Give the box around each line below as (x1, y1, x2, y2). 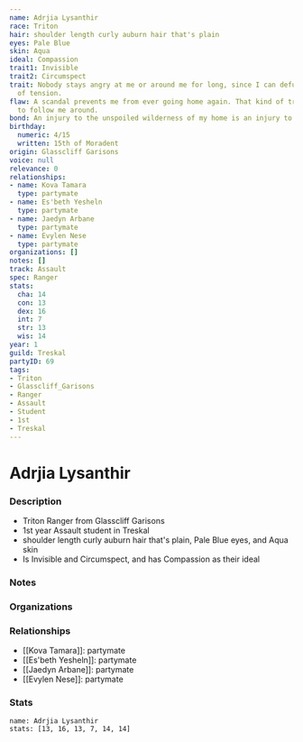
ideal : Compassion (9, 55, 78, 64)
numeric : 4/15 (17, 131, 70, 140)
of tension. (17, 88, 63, 97)
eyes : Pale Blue (9, 38, 70, 48)
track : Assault (9, 265, 67, 274)
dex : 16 (17, 307, 47, 316)
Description (9, 495, 62, 508)
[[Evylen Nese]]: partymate (22, 673, 124, 685)
